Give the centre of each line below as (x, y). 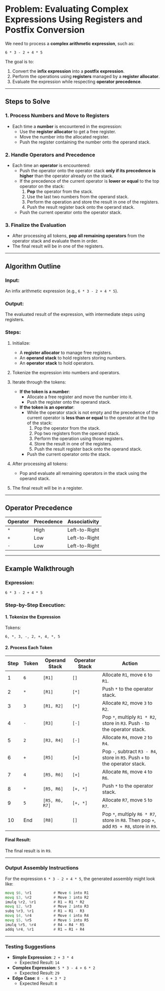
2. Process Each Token (29, 647)
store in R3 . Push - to (126, 723)
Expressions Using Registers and (74, 19)
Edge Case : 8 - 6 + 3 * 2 (39, 978)
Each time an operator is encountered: (51, 165)
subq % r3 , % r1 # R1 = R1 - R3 (45, 911)
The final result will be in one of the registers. (58, 246)
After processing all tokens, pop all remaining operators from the (78, 236)
